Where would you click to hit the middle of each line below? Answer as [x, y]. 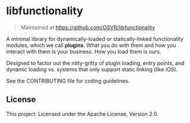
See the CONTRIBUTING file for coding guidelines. [68, 81]
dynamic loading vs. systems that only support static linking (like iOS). [92, 69]
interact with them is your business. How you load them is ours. [84, 51]
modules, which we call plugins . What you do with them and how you [91, 45]
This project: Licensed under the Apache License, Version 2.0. [82, 113]
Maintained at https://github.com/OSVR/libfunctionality [88, 27]
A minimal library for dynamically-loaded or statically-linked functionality [95, 39]
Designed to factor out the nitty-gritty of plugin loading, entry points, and [95, 63]
